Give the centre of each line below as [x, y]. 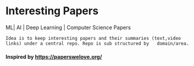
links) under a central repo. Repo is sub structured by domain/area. [97, 43]
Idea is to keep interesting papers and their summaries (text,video [93, 38]
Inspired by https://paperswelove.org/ [54, 56]
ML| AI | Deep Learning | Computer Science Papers [68, 27]
